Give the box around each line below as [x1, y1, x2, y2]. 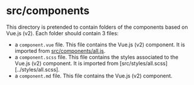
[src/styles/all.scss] [119, 60, 168, 67]
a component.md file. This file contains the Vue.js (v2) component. [14, 72, 173, 79]
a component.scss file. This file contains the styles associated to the [14, 53, 179, 60]
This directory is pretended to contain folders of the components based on [6, 23, 188, 30]
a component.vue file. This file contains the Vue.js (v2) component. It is [14, 41, 185, 48]
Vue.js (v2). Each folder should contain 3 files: [6, 29, 119, 36]
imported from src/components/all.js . [14, 47, 106, 54]
